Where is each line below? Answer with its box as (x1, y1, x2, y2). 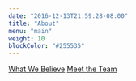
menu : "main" (8, 27, 53, 35)
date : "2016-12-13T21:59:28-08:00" (8, 11, 129, 20)
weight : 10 (8, 34, 45, 43)
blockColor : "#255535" (8, 42, 85, 50)
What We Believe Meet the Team (8, 64, 117, 74)
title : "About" (8, 19, 60, 28)
